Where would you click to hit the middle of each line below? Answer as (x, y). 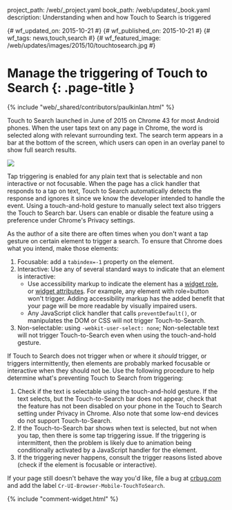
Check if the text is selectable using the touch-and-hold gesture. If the (117, 391)
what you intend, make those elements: (63, 248)
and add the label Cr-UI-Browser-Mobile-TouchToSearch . (86, 485)
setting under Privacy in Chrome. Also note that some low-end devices (118, 413)
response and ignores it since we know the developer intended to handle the (116, 198)
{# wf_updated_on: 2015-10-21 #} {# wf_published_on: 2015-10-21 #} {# (109, 31)
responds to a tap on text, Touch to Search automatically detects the (105, 191)
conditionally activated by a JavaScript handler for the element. (107, 450)
